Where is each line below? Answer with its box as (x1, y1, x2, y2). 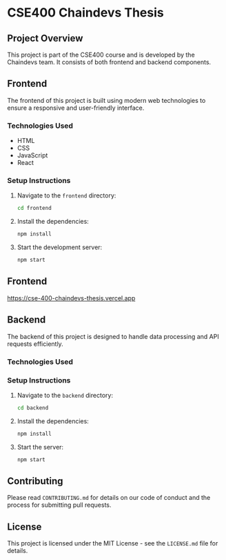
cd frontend (17, 205, 52, 212)
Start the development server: (17, 243, 103, 251)
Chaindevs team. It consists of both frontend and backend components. (7, 58, 212, 66)
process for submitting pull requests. (7, 501, 112, 509)
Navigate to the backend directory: (17, 391, 114, 399)
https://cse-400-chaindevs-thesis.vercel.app (7, 293, 136, 302)
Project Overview (7, 32, 83, 44)
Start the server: (17, 443, 64, 451)
